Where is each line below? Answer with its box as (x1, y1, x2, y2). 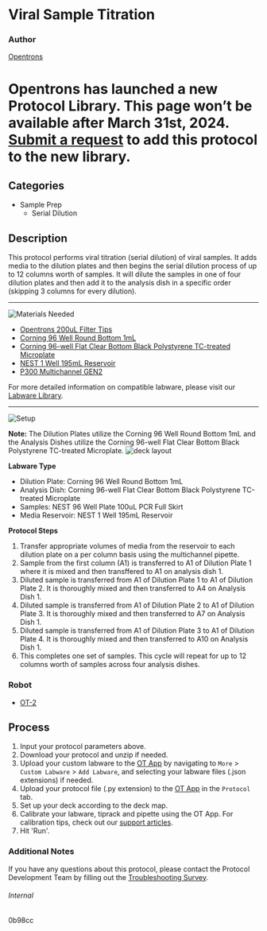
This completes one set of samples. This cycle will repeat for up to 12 (19, 651, 246, 661)
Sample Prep (19, 200, 62, 210)
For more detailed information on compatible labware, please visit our (8, 382, 236, 392)
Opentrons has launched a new (8, 80, 219, 98)
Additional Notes (8, 846, 75, 857)
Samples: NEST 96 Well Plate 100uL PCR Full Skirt (19, 502, 184, 512)
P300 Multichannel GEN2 (19, 367, 103, 377)
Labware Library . (8, 391, 64, 401)
